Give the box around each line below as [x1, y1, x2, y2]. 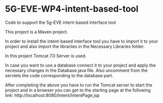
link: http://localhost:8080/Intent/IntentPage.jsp [5, 92, 100, 98]
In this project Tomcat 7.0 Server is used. [5, 52, 87, 59]
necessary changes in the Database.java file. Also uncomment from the [5, 67, 148, 73]
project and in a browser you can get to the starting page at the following [5, 87, 151, 93]
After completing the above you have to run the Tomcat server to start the [5, 82, 153, 88]
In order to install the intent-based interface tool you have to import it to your [5, 38, 158, 44]
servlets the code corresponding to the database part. [5, 72, 114, 78]
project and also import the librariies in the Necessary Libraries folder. [5, 43, 145, 49]
